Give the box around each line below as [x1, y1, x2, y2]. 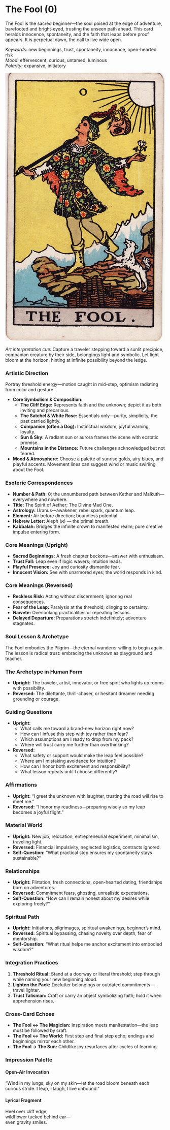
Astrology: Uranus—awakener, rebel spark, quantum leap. [12, 507, 135, 513]
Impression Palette [5, 1056, 53, 1063]
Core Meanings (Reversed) [5, 582, 73, 589]
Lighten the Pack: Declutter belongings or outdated [12, 982, 121, 988]
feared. [20, 451, 36, 457]
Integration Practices [5, 959, 58, 966]
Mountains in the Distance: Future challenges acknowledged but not [20, 445, 165, 451]
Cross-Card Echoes [5, 1010, 55, 1017]
